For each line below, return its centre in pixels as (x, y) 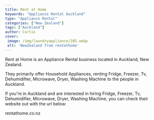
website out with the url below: (36, 104)
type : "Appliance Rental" (31, 18)
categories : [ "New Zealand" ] (34, 23)
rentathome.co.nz (23, 113)
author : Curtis (20, 32)
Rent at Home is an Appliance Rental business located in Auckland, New (77, 59)
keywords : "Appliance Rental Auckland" (45, 14)
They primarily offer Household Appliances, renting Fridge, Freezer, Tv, (76, 74)
